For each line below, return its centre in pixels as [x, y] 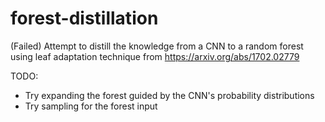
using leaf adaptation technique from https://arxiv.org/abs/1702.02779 [155, 56]
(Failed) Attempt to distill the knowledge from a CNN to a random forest [157, 46]
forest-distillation [84, 18]
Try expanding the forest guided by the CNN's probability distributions [169, 95]
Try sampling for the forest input [91, 106]
